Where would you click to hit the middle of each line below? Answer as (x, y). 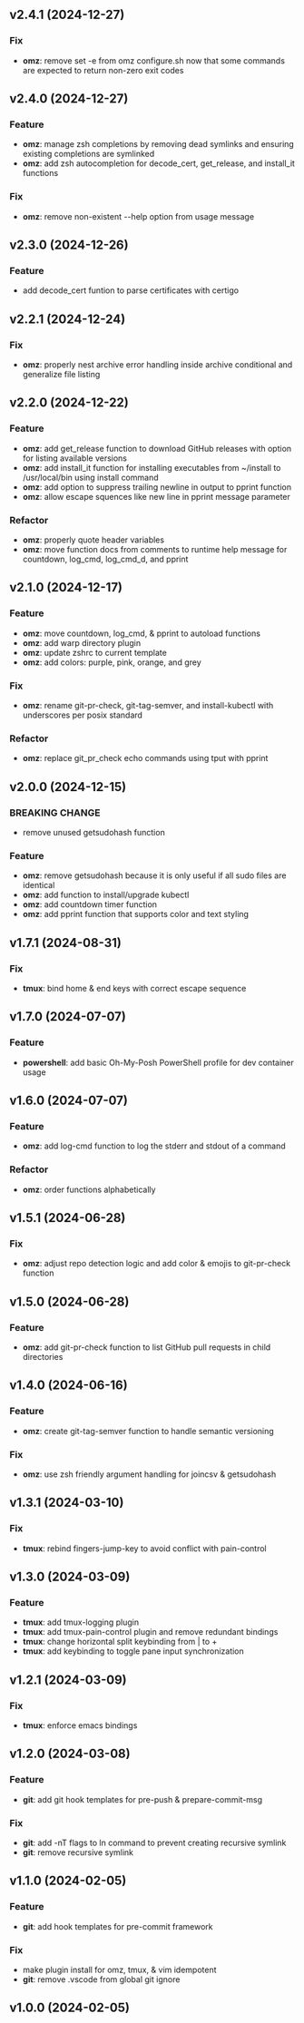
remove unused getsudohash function (93, 832)
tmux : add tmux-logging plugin (80, 1622)
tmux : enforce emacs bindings (80, 1725)
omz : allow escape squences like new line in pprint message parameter (156, 496)
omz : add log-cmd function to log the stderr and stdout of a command (154, 1146)
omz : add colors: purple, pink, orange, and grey (112, 662)
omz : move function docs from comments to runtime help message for (155, 550)
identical (39, 885)
